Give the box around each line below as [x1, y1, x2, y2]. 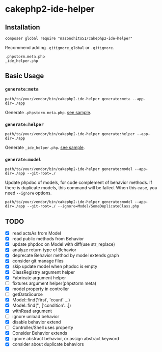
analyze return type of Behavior [12, 247, 77, 253]
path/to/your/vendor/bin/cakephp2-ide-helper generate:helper [5, 131, 135, 136]
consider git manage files [12, 258, 64, 264]
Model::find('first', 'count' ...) [12, 296, 70, 303]
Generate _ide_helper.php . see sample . [5, 144, 85, 150]
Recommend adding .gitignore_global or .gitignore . [5, 45, 114, 50]
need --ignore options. [5, 190, 52, 196]
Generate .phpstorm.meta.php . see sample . [5, 109, 92, 115]
